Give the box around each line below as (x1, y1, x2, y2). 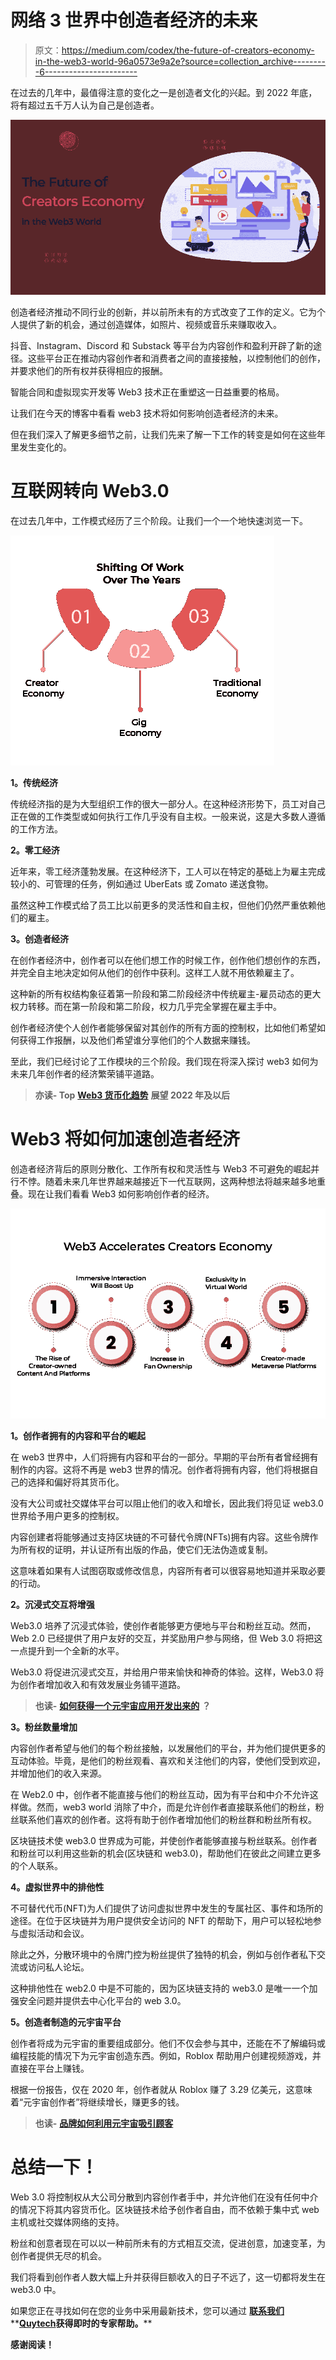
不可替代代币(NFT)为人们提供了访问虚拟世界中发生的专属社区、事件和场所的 (10, 1902, 324, 1914)
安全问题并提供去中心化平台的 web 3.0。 (18, 1994, 187, 2006)
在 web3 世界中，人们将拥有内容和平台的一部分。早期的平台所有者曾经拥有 (10, 1451, 319, 1463)
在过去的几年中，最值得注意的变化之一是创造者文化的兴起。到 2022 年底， (10, 86, 318, 98)
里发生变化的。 (10, 441, 72, 453)
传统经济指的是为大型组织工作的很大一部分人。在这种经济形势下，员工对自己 (10, 797, 326, 810)
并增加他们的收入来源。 (10, 1767, 107, 1779)
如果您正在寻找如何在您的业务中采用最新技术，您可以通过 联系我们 (10, 2304, 285, 2316)
